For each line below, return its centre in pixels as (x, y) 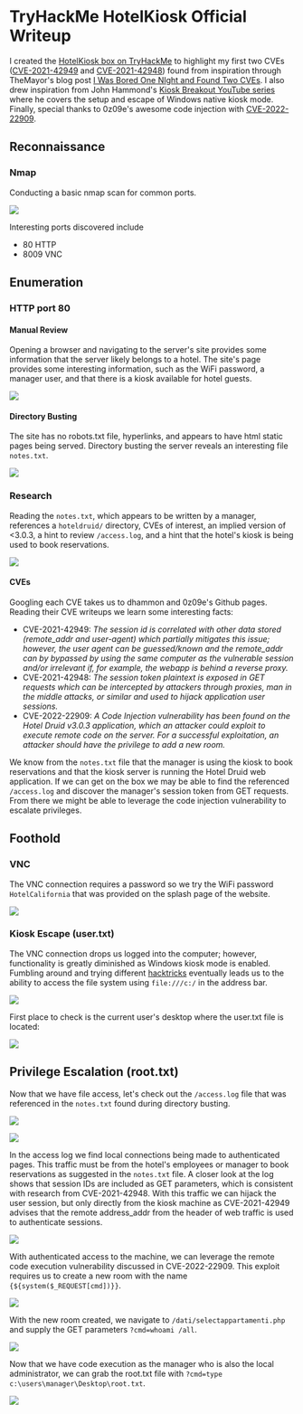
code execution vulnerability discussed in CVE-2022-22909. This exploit (145, 1266)
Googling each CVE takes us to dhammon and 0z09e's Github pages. (139, 602)
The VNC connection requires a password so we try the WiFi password (142, 884)
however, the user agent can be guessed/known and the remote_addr (152, 648)
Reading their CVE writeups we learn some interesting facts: (121, 611)
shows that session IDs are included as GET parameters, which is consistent (151, 1183)
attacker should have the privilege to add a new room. (124, 744)
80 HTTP (39, 244)
